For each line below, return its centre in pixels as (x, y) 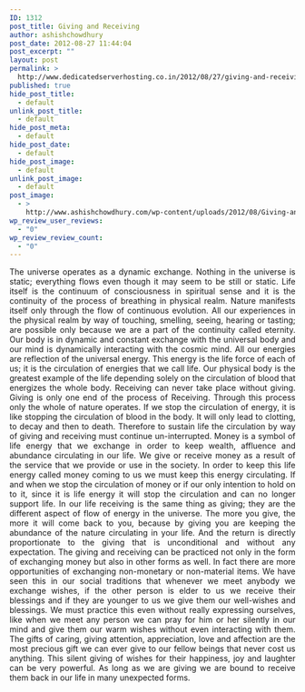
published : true (40, 85)
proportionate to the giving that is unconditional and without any (152, 543)
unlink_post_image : (46, 178)
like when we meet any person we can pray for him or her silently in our (152, 620)
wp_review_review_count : (56, 237)
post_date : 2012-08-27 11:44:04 (70, 43)
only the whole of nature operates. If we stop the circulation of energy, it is (152, 407)
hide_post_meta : (40, 128)
